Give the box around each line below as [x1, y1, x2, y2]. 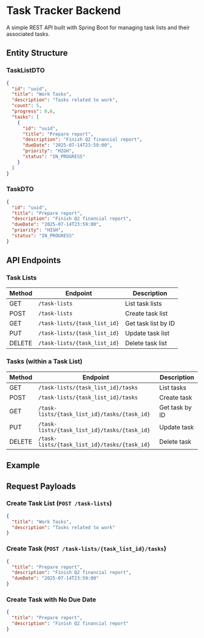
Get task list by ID [125, 319, 175, 328]
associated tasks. [6, 30, 50, 37]
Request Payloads [6, 481, 76, 491]
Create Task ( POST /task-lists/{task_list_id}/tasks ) [6, 544, 167, 553]
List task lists [125, 300, 162, 308]
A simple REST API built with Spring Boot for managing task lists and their [6, 24, 190, 31]
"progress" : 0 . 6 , [12, 108, 56, 114]
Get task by [159, 403, 192, 412]
